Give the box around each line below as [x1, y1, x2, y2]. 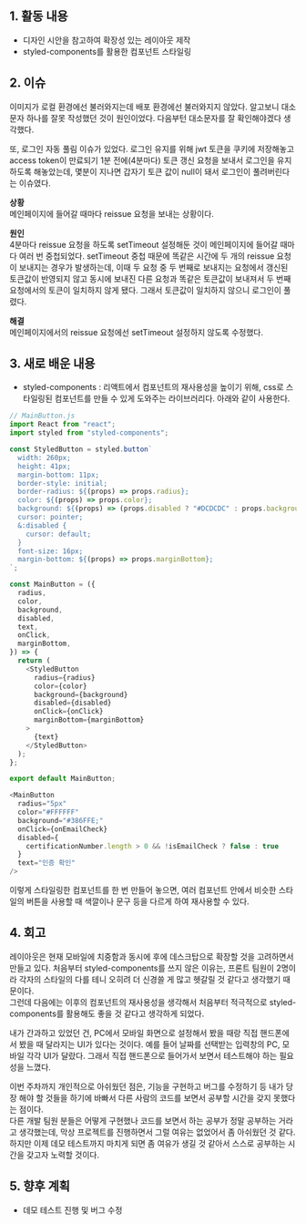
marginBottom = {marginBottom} [33, 715, 145, 725]
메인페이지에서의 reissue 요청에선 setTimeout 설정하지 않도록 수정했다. [9, 326, 264, 337]
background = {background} [33, 690, 128, 699]
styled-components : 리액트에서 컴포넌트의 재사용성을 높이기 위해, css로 [22, 382, 284, 393]
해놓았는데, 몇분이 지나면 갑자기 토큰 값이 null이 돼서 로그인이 [33, 166, 251, 177]
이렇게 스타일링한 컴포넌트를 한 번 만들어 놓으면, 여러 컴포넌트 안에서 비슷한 [9, 885, 277, 896]
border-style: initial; [17, 478, 107, 488]
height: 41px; [17, 461, 71, 471]
